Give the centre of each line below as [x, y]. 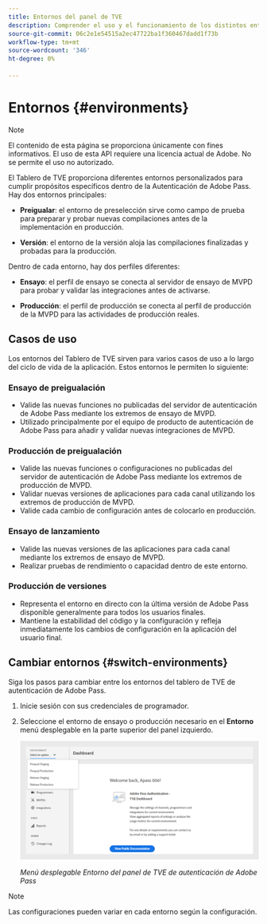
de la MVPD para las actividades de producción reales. [110, 314]
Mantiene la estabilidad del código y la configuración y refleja [120, 620]
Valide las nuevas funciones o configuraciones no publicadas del [126, 468]
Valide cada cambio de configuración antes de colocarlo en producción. [138, 511]
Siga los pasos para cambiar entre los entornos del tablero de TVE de [122, 682]
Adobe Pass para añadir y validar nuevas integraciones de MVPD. [127, 430]
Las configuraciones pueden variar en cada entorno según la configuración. [133, 912]
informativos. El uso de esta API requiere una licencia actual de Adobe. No [130, 153]
